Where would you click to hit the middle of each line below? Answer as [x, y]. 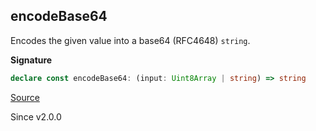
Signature [31, 60]
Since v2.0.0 [36, 116]
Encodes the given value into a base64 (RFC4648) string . [130, 40]
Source [25, 97]
